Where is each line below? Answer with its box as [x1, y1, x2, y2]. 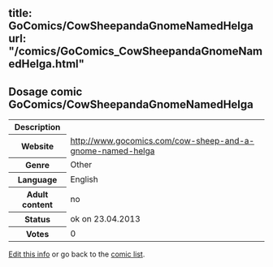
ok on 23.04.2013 [70, 213, 141, 225]
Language [17, 174, 58, 186]
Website [20, 140, 54, 152]
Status [24, 214, 51, 226]
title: [8, 6, 32, 20]
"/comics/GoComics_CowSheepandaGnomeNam [8, 45, 263, 58]
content [21, 199, 53, 210]
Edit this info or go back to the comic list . [8, 249, 145, 259]
